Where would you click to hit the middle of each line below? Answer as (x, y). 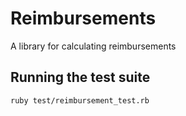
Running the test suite (80, 77)
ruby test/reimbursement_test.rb (80, 100)
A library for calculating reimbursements (93, 46)
